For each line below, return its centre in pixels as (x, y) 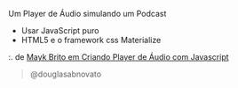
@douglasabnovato (66, 74)
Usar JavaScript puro (60, 30)
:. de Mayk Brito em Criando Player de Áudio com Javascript (119, 57)
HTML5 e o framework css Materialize (91, 40)
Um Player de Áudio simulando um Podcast (87, 14)
